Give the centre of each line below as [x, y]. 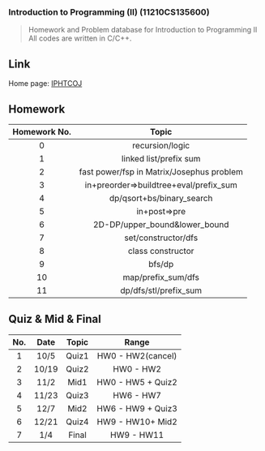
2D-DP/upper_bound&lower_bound [161, 224]
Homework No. [42, 131]
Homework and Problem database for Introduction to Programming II [143, 30]
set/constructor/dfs [161, 238]
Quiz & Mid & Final [55, 319]
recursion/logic [161, 145]
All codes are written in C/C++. [80, 38]
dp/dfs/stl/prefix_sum [161, 290]
